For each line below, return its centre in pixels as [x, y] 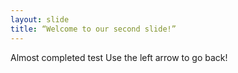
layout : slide [40, 19]
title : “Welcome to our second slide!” [93, 29]
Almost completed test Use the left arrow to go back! [119, 57]
